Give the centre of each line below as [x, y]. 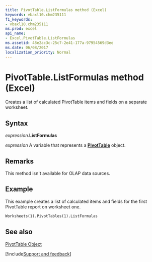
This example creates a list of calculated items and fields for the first [76, 201]
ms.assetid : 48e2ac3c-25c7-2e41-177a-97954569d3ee [59, 43]
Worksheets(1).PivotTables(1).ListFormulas [52, 216]
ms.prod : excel [21, 29]
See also [19, 232]
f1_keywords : [19, 19]
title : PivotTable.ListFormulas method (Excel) [56, 10]
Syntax [17, 123]
